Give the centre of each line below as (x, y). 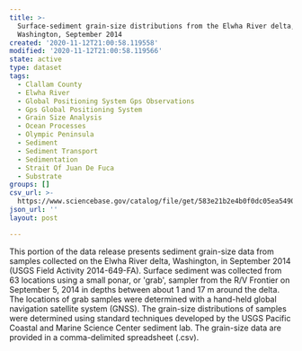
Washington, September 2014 (70, 34)
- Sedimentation (48, 159)
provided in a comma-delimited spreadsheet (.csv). (104, 337)
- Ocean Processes (52, 127)
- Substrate (40, 176)
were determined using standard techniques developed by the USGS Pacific (150, 318)
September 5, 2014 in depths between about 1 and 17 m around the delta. (145, 289)
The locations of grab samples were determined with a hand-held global (143, 299)
